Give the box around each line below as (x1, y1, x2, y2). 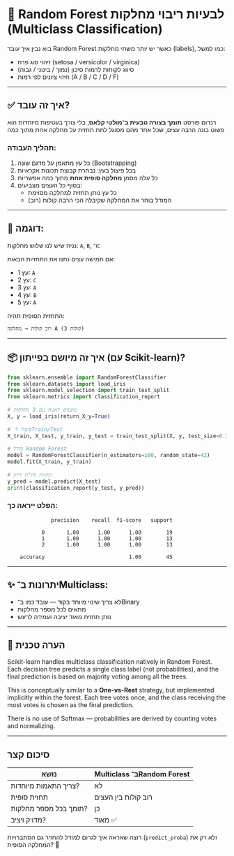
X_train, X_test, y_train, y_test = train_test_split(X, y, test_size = (7, 433, 219, 440)
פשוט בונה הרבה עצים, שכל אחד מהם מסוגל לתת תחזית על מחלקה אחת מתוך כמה (7, 125, 225, 133)
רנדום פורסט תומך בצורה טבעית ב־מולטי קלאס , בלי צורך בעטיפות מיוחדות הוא (7, 118, 217, 126)
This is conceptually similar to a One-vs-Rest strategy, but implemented (7, 686, 214, 695)
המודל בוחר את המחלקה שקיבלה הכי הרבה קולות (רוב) (27, 196, 172, 205)
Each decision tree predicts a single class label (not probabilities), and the (7, 665, 219, 674)
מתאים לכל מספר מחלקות (17, 604, 86, 614)
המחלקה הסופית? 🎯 (7, 841, 60, 849)
